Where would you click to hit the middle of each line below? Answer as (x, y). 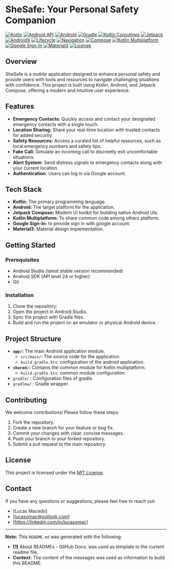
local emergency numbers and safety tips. (57, 146)
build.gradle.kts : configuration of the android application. (82, 362)
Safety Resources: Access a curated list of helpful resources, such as (87, 141)
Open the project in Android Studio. (50, 312)
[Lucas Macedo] (30, 511)
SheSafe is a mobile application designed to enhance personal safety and (83, 74)
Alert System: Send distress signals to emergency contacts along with (87, 162)
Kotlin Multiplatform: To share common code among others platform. (86, 218)
